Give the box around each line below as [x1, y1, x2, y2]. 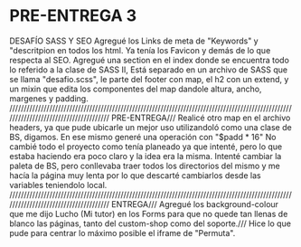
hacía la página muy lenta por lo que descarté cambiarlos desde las [9, 169, 261, 181]
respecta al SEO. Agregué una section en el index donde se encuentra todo [9, 54, 289, 65]
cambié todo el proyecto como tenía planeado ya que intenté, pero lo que [9, 141, 283, 152]
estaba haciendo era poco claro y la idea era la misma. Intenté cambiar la [9, 150, 282, 161]
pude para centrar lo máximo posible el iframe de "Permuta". [9, 227, 236, 238]
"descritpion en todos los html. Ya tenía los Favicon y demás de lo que [9, 44, 271, 55]
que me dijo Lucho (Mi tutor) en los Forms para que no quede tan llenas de [9, 208, 288, 219]
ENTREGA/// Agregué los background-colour [111, 198, 278, 209]
